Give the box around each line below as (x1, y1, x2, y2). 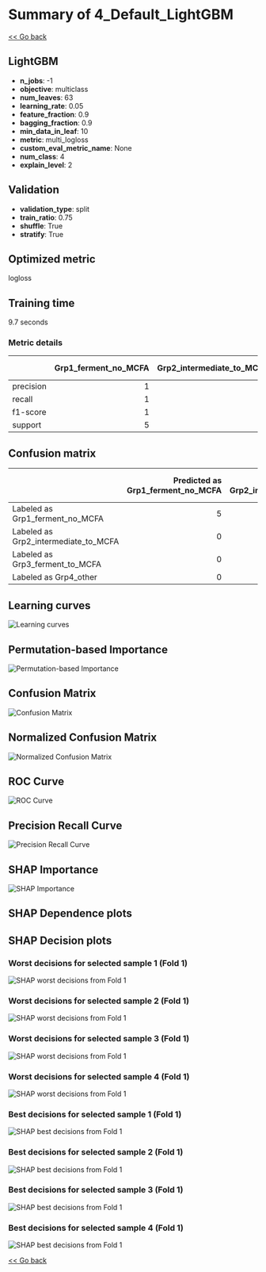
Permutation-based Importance (8, 642, 169, 656)
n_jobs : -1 (19, 75, 53, 85)
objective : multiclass (19, 84, 89, 94)
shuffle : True (19, 220, 63, 231)
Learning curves (8, 599, 91, 612)
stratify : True (19, 229, 64, 239)
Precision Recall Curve (8, 818, 123, 832)
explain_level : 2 (19, 160, 73, 170)
